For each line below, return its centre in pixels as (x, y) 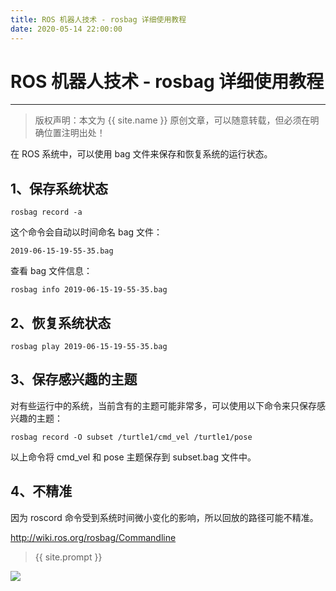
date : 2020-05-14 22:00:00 (66, 29)
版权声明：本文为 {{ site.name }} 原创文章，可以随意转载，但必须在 (172, 120)
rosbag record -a (46, 212)
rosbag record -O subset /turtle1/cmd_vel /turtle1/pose (131, 437)
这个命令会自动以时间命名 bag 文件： (86, 232)
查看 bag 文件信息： (51, 271)
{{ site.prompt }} (68, 557)
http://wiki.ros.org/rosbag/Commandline (93, 537)
